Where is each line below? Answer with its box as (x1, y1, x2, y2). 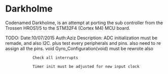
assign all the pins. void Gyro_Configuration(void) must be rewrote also (5, 45, 154, 51)
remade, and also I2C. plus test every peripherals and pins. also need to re (5, 40, 161, 46)
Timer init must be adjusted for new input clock (32, 64, 140, 69)
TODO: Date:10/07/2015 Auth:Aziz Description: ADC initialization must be (5, 35, 157, 41)
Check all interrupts (32, 55, 79, 60)
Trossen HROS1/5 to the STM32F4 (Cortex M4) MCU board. (5, 25, 130, 31)
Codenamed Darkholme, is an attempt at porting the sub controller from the (5, 20, 163, 26)
